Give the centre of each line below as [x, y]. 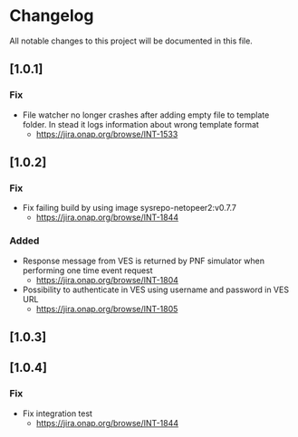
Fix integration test [58, 413]
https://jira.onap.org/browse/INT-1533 [107, 134]
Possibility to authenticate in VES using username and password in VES [156, 290]
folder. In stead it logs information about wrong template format [141, 124]
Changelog [52, 16]
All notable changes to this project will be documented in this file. [131, 41]
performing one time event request [87, 270]
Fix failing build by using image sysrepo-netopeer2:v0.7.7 [130, 208]
